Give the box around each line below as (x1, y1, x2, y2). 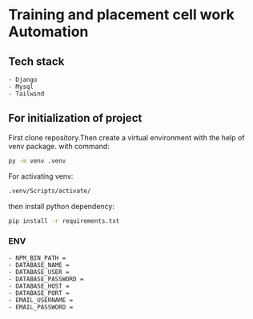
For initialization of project (8, 111, 143, 125)
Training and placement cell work (8, 6, 235, 24)
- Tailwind (8, 90, 45, 98)
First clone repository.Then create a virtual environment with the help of (8, 132, 246, 142)
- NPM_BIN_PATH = (8, 254, 66, 262)
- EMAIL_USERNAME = (8, 296, 74, 304)
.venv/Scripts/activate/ (8, 187, 91, 195)
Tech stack (8, 55, 65, 68)
